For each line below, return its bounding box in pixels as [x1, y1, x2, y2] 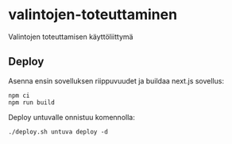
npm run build [8, 98, 56, 107]
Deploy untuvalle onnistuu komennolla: [8, 112, 135, 122]
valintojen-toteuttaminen [8, 6, 177, 24]
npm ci [8, 91, 30, 99]
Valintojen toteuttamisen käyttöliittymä [8, 32, 133, 41]
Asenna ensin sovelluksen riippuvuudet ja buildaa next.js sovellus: [8, 76, 225, 85]
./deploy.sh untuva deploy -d [8, 127, 109, 136]
